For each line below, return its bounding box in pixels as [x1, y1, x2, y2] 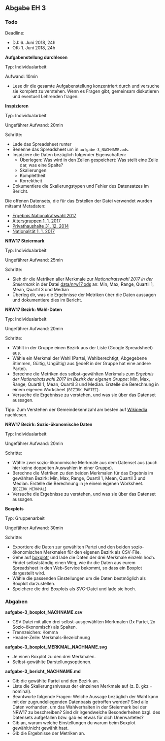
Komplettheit [19, 172, 46, 178]
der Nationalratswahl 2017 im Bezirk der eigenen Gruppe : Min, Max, [12, 376, 150, 382]
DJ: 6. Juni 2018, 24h [12, 39, 56, 45]
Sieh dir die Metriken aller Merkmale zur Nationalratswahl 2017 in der [12, 276, 153, 282]
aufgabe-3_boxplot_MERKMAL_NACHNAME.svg [5, 644, 107, 650]
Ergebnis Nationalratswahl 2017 [12, 212, 76, 218]
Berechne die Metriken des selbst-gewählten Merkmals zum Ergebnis [12, 370, 154, 376]
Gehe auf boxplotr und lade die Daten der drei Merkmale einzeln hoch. [12, 554, 156, 560]
